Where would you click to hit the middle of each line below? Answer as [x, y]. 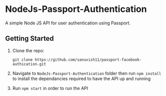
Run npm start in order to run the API [50, 88]
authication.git [29, 64]
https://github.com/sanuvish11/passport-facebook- [88, 60]
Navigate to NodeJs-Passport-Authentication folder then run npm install [87, 73]
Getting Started [30, 39]
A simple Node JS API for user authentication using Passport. [68, 23]
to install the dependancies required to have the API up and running [81, 79]
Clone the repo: [28, 50]
